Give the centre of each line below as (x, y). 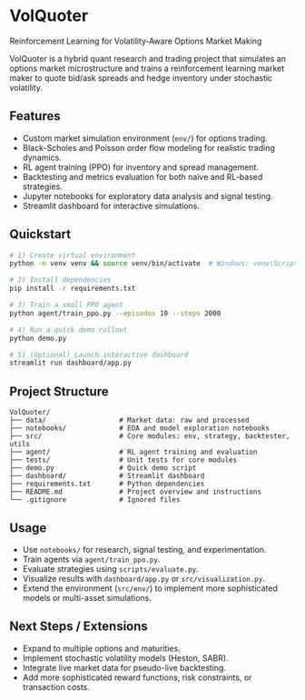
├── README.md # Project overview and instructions (135, 492)
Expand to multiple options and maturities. (102, 648)
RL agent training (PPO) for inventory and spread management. (140, 167)
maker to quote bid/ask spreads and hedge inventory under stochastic (141, 77)
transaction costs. (56, 686)
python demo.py (38, 338)
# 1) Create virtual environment (73, 255)
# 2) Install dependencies (60, 280)
